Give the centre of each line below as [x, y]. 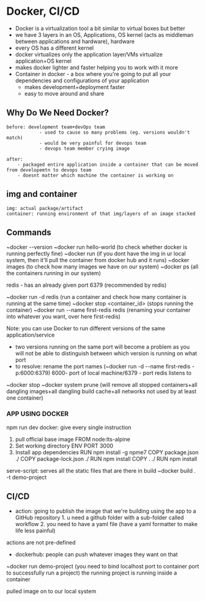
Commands [29, 232]
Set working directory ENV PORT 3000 [64, 446]
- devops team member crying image [84, 149]
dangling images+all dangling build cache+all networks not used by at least [102, 392]
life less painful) [35, 531]
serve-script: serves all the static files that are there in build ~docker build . [101, 470]
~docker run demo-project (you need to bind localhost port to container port [103, 567]
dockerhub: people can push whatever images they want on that [96, 554]
